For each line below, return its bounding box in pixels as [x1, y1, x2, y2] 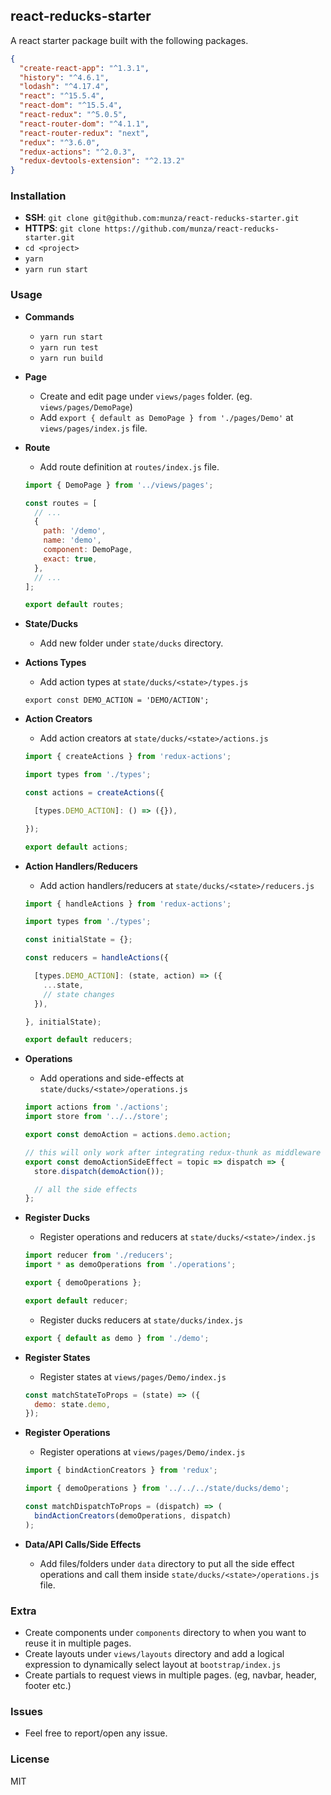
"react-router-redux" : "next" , [19, 128, 150, 138]
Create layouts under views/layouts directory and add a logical [24, 1647, 285, 1659]
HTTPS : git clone [24, 222, 101, 234]
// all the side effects [34, 1184, 138, 1194]
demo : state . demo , [34, 1399, 111, 1409]
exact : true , [43, 554, 98, 564]
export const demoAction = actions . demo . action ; [24, 1130, 232, 1140]
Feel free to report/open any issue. [24, 1727, 168, 1739]
